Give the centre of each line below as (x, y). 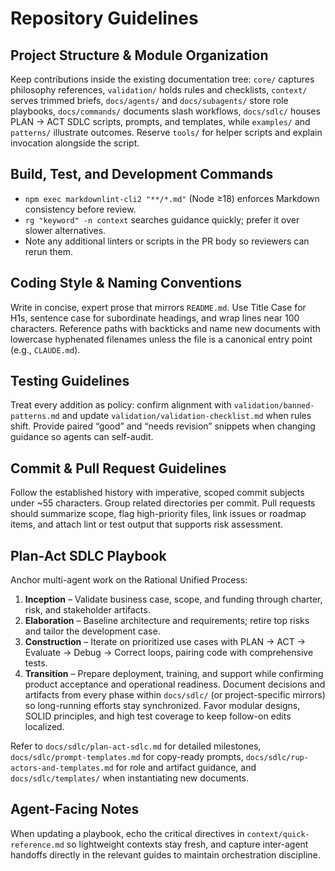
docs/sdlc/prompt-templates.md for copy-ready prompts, (127, 757)
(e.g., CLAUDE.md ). (45, 349)
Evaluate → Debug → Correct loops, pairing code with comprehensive (169, 653)
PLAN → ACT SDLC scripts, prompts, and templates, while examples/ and (160, 121)
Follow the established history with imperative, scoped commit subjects (157, 493)
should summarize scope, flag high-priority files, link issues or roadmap (158, 514)
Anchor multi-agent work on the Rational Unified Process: (129, 580)
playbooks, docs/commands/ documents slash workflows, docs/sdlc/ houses (165, 111)
